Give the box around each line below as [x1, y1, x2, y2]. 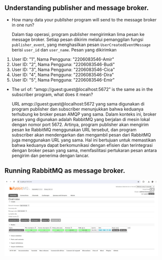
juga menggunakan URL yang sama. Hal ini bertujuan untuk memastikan [11, 137, 156, 143]
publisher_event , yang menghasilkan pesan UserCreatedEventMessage [11, 41, 151, 48]
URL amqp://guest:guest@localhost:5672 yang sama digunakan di [11, 101, 144, 106]
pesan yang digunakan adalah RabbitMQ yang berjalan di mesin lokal [11, 116, 150, 122]
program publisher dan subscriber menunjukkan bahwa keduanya [11, 106, 144, 112]
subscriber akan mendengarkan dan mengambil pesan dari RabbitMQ [11, 132, 151, 138]
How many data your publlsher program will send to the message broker [11, 17, 157, 22]
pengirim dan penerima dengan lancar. [11, 153, 90, 158]
